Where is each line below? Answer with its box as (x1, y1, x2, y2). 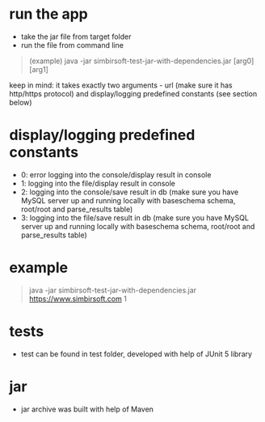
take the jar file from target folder (20, 32, 132, 41)
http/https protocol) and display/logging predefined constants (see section (9, 88, 258, 98)
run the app (9, 5, 88, 23)
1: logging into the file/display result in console (20, 178, 176, 188)
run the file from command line (20, 40, 124, 49)
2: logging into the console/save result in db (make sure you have (20, 187, 239, 197)
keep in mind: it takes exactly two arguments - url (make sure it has (9, 80, 233, 90)
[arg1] (28, 64, 49, 74)
